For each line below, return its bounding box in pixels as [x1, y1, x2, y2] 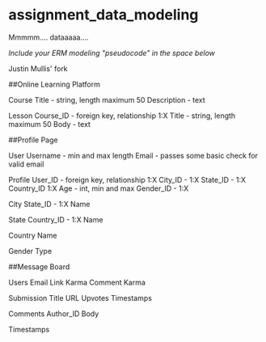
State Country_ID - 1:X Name [8, 214, 103, 224]
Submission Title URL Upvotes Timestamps [8, 293, 152, 302]
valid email [8, 159, 44, 169]
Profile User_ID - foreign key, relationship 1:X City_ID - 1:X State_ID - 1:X [8, 175, 247, 184]
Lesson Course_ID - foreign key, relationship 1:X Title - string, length [8, 111, 236, 120]
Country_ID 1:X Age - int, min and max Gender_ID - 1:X [8, 184, 189, 193]
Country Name [8, 230, 57, 240]
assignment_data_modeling [8, 6, 199, 24]
